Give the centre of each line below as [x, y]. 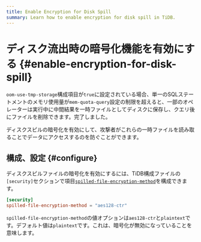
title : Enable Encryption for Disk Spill [59, 12]
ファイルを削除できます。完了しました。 [61, 117]
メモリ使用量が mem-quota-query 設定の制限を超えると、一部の [107, 102]
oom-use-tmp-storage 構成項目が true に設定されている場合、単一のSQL [92, 94]
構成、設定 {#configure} [52, 158]
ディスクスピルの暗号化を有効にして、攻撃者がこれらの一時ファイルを [92, 130]
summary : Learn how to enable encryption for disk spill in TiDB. [91, 17]
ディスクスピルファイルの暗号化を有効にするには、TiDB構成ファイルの [94, 174]
